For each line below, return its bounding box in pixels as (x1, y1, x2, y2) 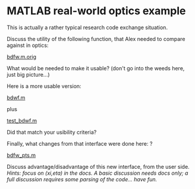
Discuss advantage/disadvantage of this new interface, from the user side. (7, 163, 190, 170)
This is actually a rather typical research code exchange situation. (7, 24, 168, 31)
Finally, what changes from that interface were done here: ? (7, 140, 153, 147)
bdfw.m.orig (7, 53, 37, 60)
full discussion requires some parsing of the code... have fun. (7, 175, 158, 182)
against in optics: (7, 42, 49, 49)
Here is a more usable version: (7, 82, 82, 90)
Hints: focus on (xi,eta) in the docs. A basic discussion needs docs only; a (7, 169, 188, 177)
